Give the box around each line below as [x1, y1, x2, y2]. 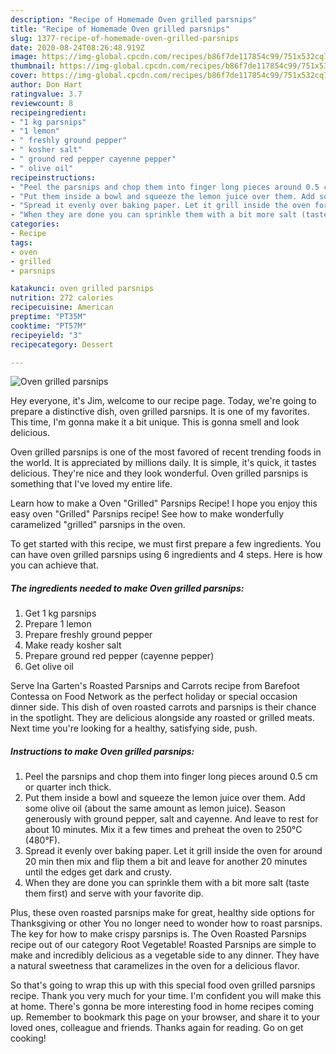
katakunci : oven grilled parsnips [10, 284, 155, 294]
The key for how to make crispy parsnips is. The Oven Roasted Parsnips [10, 928, 307, 940]
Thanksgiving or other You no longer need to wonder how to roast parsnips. [10, 917, 323, 930]
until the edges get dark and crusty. [24, 866, 172, 878]
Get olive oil [24, 661, 74, 673]
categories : [10, 219, 60, 230]
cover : [10, 71, 38, 81]
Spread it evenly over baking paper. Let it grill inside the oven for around [24, 845, 323, 857]
